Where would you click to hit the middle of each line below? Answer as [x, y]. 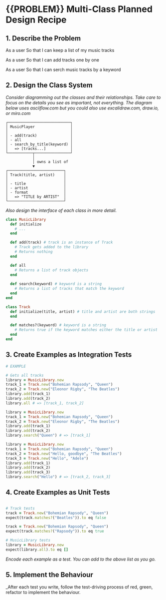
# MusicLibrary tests [28, 541]
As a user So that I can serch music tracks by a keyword [63, 69]
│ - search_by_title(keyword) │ [39, 144]
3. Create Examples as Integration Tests [69, 355]
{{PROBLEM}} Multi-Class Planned [79, 9]
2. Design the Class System [49, 85]
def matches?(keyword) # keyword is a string [58, 325]
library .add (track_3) [28, 472]
